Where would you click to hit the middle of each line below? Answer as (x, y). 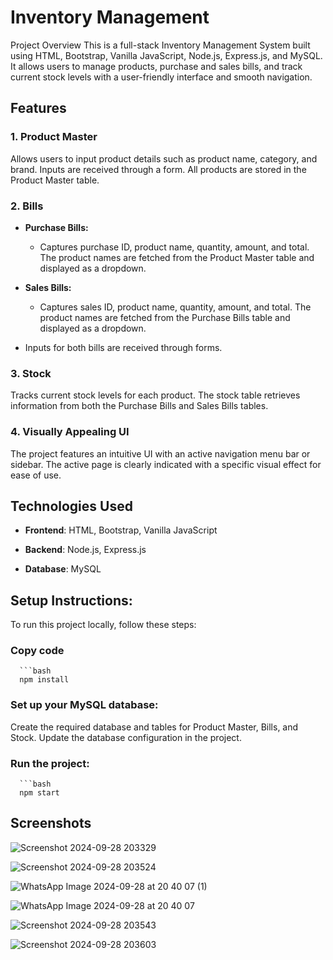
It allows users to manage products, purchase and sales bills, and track (156, 66)
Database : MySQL (63, 569)
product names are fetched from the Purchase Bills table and (165, 317)
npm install (44, 680)
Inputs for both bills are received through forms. (123, 347)
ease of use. (36, 475)
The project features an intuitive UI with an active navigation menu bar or (160, 453)
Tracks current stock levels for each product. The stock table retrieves (155, 395)
